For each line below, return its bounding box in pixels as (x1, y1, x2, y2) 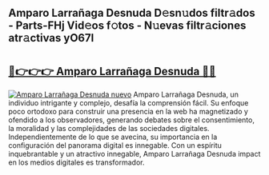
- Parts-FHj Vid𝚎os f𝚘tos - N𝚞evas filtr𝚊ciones (8, 19, 247, 33)
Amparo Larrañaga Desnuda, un (133, 89, 239, 99)
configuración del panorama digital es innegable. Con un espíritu (8, 141, 223, 150)
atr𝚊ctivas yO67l (8, 31, 94, 45)
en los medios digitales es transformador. (8, 157, 145, 167)
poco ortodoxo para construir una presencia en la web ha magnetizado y (8, 107, 248, 116)
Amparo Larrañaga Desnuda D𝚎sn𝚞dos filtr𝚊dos (8, 6, 255, 20)
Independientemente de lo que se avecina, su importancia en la (8, 132, 218, 141)
